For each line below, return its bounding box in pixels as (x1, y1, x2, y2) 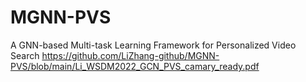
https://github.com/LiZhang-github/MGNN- (41, 49, 220, 61)
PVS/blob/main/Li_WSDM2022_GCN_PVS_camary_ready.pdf (10, 60, 260, 72)
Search (10, 49, 40, 61)
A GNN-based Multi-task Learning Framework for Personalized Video (10, 39, 297, 51)
